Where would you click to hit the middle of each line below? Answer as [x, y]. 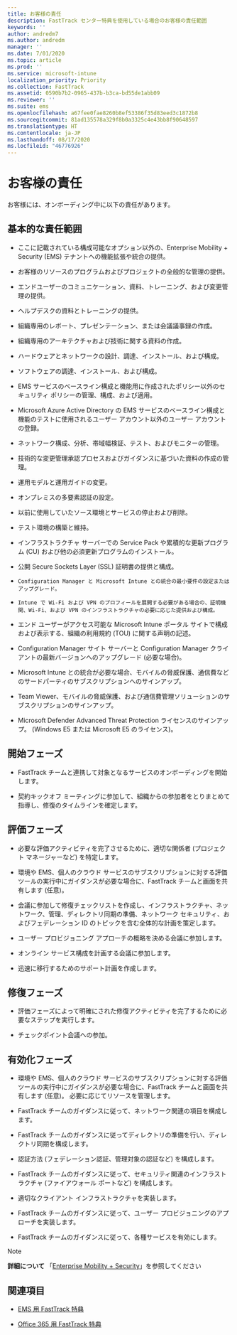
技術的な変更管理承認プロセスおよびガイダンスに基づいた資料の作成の [120, 458]
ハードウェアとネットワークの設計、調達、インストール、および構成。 [120, 355]
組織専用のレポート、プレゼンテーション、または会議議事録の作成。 [117, 326]
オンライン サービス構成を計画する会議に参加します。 [96, 953]
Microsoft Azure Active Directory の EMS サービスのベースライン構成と [121, 410]
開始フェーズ [35, 754]
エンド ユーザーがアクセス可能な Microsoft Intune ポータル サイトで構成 [123, 624]
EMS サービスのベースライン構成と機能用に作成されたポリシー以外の [118, 386]
